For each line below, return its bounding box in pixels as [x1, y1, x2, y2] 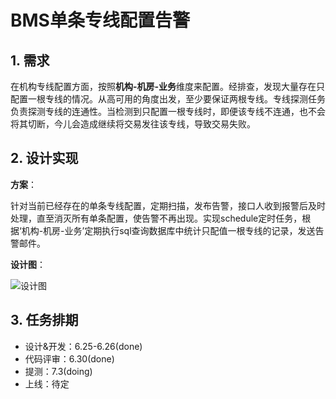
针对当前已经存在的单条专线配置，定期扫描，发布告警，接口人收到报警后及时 [10, 199, 326, 211]
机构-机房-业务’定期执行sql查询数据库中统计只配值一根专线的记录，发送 [21, 224, 316, 236]
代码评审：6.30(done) [24, 352, 115, 365]
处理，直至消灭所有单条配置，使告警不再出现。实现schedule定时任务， [10, 212, 303, 224]
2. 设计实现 [10, 150, 79, 167]
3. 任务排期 [10, 312, 79, 329]
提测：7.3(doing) [24, 365, 93, 377]
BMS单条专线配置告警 [10, 9, 190, 32]
